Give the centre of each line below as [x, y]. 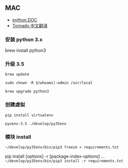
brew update [17, 74]
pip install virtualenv [29, 115]
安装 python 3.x [24, 40]
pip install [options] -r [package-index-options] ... [55, 156]
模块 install [18, 137]
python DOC [25, 20]
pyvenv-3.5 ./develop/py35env [36, 124]
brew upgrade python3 [27, 92]
